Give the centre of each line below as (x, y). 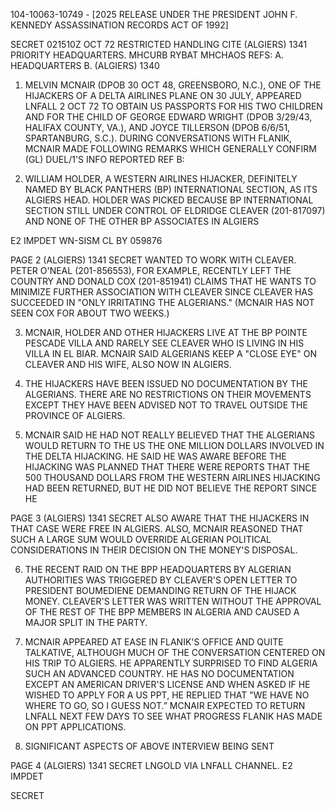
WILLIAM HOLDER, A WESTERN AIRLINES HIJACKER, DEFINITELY (161, 178)
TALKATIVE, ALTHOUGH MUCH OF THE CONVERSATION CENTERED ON (175, 652)
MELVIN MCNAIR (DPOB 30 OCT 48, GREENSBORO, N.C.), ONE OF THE (173, 85)
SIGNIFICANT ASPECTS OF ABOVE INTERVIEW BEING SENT (149, 746)
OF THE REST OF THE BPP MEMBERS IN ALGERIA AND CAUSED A (162, 612)
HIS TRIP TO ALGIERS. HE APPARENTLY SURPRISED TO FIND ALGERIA (171, 663)
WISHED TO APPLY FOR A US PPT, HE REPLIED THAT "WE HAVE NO (167, 695)
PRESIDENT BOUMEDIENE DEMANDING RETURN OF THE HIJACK (160, 590)
